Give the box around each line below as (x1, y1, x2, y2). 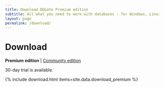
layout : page (5, 16, 32, 21)
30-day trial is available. (5, 67, 54, 73)
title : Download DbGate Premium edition (5, 7, 89, 12)
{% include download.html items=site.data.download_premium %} (5, 76, 138, 83)
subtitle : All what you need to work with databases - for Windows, (5, 12, 147, 17)
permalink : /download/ (5, 20, 51, 26)
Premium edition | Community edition (5, 58, 82, 64)
